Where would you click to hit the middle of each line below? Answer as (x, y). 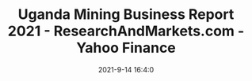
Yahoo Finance (126, 48)
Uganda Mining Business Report (126, 15)
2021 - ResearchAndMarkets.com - (126, 31)
